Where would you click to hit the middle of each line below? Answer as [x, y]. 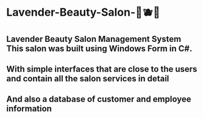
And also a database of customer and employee [99, 99]
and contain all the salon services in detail [88, 78]
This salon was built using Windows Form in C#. [99, 48]
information [29, 109]
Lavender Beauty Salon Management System [94, 39]
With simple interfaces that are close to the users [102, 69]
